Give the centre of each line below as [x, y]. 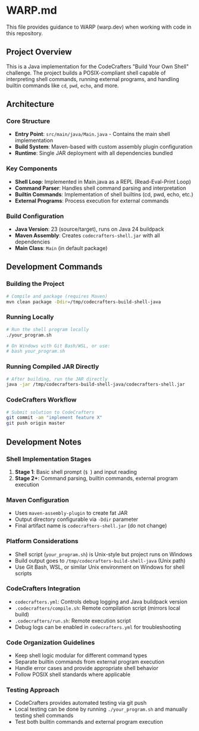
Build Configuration [35, 216]
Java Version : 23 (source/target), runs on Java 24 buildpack [89, 229]
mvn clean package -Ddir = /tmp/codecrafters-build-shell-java [84, 302]
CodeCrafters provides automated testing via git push [81, 703]
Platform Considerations [42, 541]
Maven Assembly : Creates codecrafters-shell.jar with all [87, 236]
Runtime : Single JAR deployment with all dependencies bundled [94, 153]
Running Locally [30, 317]
